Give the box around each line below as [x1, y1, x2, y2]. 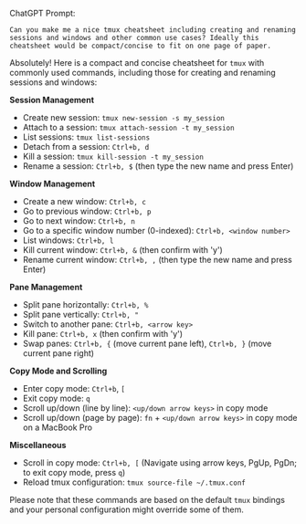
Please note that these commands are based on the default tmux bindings [9, 495, 286, 505]
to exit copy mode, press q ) [22, 467, 126, 477]
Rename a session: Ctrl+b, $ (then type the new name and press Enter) [22, 161, 294, 172]
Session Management [9, 95, 94, 105]
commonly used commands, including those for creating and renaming [9, 68, 276, 78]
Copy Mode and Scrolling [9, 365, 108, 376]
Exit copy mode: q [22, 393, 90, 403]
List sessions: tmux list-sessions [22, 131, 151, 142]
